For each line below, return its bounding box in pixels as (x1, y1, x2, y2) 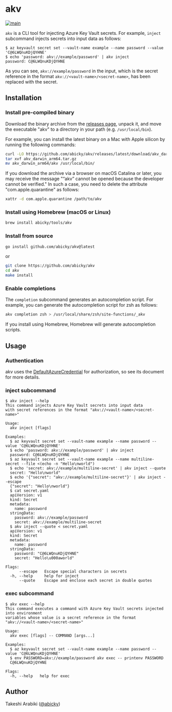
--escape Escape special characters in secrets (18, 569, 127, 575)
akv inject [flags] (10, 425, 52, 431)
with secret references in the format (5, 407, 88, 413)
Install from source (5, 232, 53, 240)
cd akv (5, 268, 19, 273)
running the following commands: (5, 142, 76, 148)
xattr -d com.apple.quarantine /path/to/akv (5, 196, 102, 202)
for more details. (5, 374, 40, 380)
